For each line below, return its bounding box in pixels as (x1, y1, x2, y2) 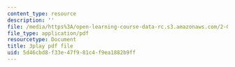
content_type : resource (7, 10, 77, 17)
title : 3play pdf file (7, 43, 73, 50)
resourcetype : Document (7, 36, 77, 43)
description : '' (7, 17, 55, 24)
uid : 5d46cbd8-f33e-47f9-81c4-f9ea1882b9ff (7, 50, 136, 57)
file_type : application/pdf (7, 29, 90, 37)
